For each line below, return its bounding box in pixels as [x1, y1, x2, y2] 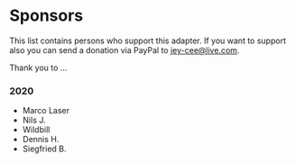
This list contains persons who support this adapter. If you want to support [9, 35, 287, 46]
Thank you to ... [9, 62, 68, 73]
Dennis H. [22, 134, 60, 145]
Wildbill [22, 124, 51, 135]
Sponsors [9, 5, 84, 26]
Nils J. [22, 114, 47, 126]
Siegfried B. [22, 143, 67, 154]
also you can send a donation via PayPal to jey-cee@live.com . [9, 44, 240, 55]
